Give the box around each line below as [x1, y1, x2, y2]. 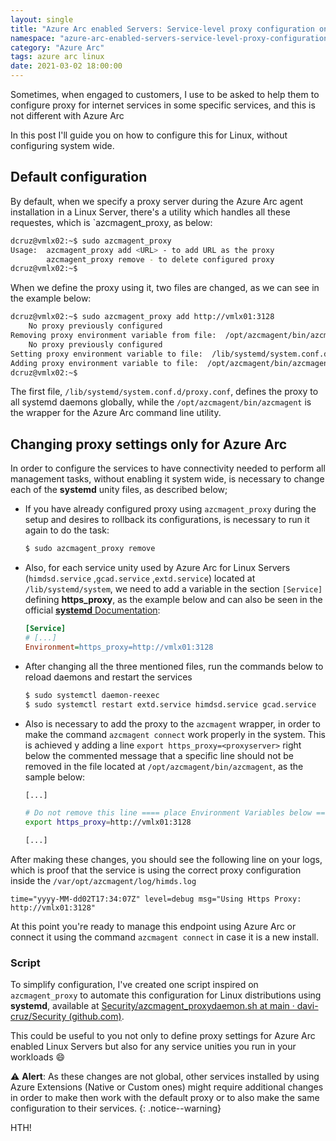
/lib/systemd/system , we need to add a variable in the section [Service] [24, 583, 323, 595]
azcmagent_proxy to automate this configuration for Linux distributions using [10, 989, 322, 1001]
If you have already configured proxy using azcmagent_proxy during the [24, 503, 317, 515]
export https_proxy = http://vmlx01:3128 [24, 817, 192, 828]
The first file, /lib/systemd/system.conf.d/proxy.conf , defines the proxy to [10, 386, 319, 398]
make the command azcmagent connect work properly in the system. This [24, 728, 326, 740]
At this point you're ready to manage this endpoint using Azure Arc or [10, 921, 297, 932]
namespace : [10, 33, 56, 43]
